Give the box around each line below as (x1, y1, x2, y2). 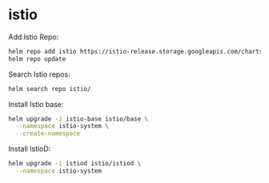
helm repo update (8, 54, 66, 63)
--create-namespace (15, 129, 81, 137)
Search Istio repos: (8, 70, 70, 79)
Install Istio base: (8, 99, 64, 109)
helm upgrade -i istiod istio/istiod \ (8, 160, 142, 168)
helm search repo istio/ (8, 85, 91, 93)
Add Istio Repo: (8, 32, 59, 42)
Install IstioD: (8, 144, 51, 153)
